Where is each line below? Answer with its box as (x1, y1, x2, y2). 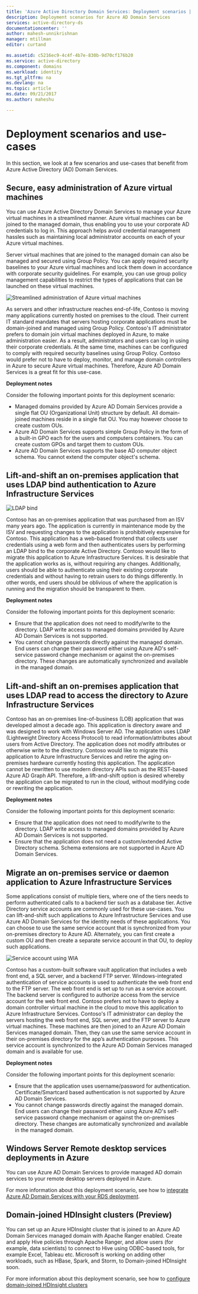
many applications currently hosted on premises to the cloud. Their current (6, 312, 189, 319)
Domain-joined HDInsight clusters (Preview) (6, 1210, 173, 1220)
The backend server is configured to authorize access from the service (6, 991, 180, 998)
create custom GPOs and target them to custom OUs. (14, 440, 145, 448)
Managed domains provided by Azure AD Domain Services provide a (14, 402, 182, 410)
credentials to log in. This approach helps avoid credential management (6, 226, 181, 234)
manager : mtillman (6, 36, 51, 42)
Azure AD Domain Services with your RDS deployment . (6, 1193, 140, 1200)
